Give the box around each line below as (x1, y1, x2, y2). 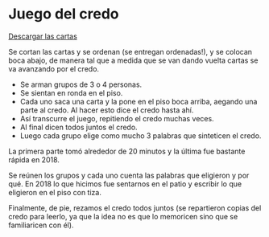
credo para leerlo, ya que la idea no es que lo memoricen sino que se (8, 211, 238, 221)
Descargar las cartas (8, 31, 78, 41)
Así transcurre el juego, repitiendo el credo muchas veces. (19, 113, 215, 123)
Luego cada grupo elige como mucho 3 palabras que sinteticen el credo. (19, 130, 262, 141)
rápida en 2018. (8, 154, 60, 165)
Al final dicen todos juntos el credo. (19, 122, 139, 132)
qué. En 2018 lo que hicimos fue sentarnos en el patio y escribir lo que (8, 178, 242, 189)
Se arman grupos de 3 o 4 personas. (19, 80, 143, 89)
